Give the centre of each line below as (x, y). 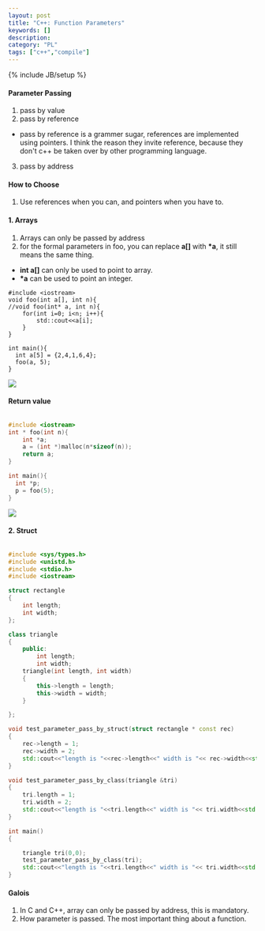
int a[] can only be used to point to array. (86, 270)
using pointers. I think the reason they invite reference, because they (131, 142)
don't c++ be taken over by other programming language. (113, 151)
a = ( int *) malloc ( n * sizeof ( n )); (77, 447)
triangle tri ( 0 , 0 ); (54, 853)
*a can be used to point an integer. (76, 278)
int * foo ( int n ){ (38, 432)
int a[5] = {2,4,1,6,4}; (56, 355)
